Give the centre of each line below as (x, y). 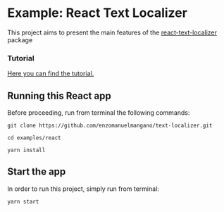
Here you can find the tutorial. (51, 74)
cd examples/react (34, 138)
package (20, 39)
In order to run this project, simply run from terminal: (83, 189)
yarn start (23, 201)
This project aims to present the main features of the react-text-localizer (112, 32)
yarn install (26, 150)
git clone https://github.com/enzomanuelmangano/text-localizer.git (110, 126)
